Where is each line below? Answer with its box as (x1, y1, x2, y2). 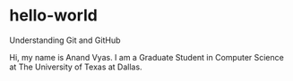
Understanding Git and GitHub (9, 35, 121, 45)
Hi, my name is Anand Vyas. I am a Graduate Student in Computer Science (9, 52, 284, 62)
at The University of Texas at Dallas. (9, 61, 142, 72)
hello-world (9, 5, 99, 26)
